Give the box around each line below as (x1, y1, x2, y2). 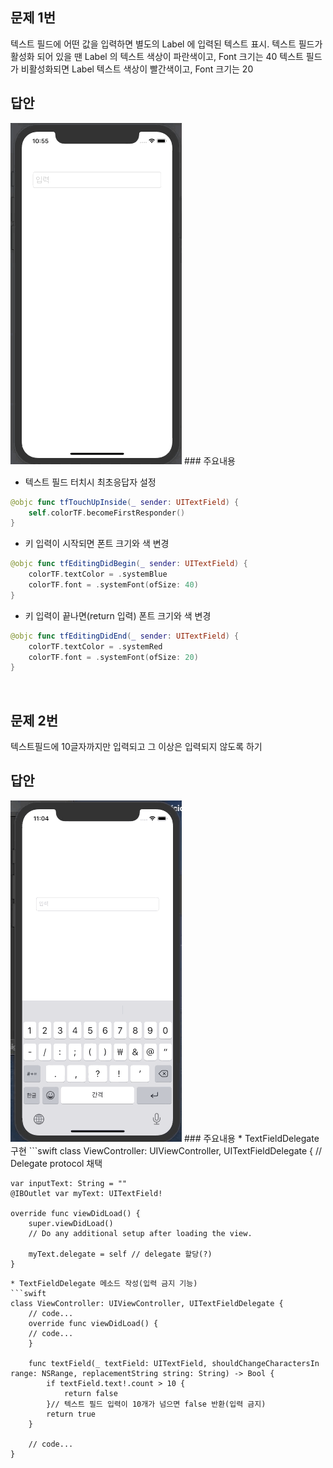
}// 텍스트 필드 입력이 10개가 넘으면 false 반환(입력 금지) (46, 1399, 267, 1409)
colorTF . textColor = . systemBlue (28, 569, 168, 580)
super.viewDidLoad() (28, 1218, 114, 1228)
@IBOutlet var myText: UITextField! (10, 1188, 163, 1198)
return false (63, 1388, 118, 1398)
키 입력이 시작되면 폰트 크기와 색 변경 (24, 538, 170, 550)
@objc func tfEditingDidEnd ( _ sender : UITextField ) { (10, 631, 240, 641)
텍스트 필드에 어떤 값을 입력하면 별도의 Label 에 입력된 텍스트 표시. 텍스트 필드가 (10, 38, 323, 50)
